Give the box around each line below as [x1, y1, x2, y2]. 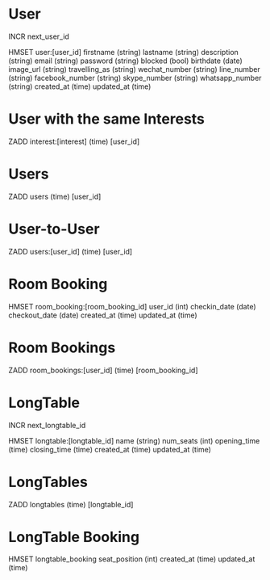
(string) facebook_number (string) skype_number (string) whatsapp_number [8, 73, 262, 82]
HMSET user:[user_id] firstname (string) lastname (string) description [8, 47, 239, 57]
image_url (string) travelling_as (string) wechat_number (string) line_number [8, 64, 260, 74]
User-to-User [8, 220, 100, 238]
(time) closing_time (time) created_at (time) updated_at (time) [8, 444, 212, 454]
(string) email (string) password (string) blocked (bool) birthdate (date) [8, 56, 243, 65]
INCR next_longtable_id [8, 420, 86, 430]
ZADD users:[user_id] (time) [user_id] [8, 246, 133, 256]
